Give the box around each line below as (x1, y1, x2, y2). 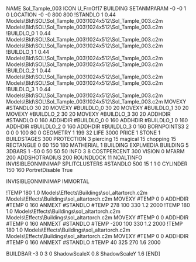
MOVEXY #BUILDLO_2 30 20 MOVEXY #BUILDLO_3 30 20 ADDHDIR (6, 111, 171, 118)
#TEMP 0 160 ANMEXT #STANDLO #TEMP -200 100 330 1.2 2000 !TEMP (6, 220, 183, 227)
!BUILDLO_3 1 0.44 (6, 86, 51, 92)
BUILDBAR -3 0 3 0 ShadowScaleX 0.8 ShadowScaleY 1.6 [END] (6, 250, 161, 257)
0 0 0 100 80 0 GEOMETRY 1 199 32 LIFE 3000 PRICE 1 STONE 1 (6, 129, 161, 136)
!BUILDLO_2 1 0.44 (6, 67, 51, 74)
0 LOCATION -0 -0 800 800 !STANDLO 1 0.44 (6, 11, 116, 18)
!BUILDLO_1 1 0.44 (6, 49, 50, 55)
